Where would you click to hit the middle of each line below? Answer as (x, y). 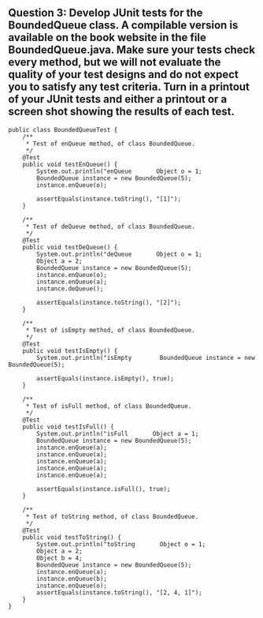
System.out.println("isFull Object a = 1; (118, 433)
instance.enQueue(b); (72, 579)
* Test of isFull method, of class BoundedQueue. (109, 406)
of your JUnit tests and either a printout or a (118, 99)
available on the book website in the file (107, 37)
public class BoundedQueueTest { (63, 129)
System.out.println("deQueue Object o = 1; (119, 254)
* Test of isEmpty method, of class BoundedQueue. (110, 330)
